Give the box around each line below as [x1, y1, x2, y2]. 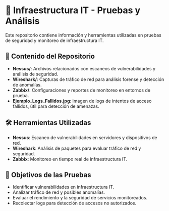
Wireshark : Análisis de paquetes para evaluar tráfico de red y [12, 145, 141, 151]
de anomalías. [12, 81, 42, 88]
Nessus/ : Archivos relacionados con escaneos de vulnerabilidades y [12, 65, 155, 71]
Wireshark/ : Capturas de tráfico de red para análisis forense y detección [12, 76, 164, 82]
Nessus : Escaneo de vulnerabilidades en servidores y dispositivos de [12, 134, 157, 141]
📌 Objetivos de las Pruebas [5, 171, 92, 179]
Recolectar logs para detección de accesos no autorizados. [12, 200, 137, 206]
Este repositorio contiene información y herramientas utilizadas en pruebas [5, 32, 161, 38]
